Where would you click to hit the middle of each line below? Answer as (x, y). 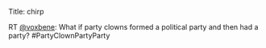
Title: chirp (26, 12)
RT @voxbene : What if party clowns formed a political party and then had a (133, 27)
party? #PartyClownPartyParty (59, 36)
